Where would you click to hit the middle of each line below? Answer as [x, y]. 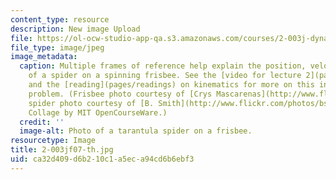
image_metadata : [44, 57]
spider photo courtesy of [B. [91, 103]
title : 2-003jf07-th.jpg [62, 150]
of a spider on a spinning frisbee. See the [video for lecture [165, 76]
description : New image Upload [75, 29]
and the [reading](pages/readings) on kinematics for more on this [171, 85]
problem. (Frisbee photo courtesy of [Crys [120, 94]
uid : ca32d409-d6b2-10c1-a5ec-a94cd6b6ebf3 [102, 159]
